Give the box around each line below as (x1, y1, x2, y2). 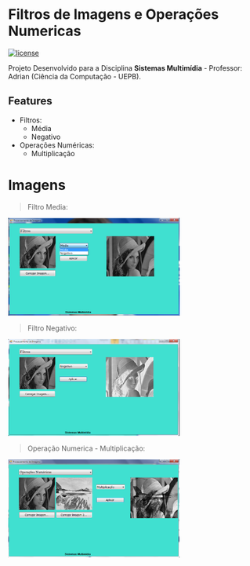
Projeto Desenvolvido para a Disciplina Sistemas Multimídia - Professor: (8, 63, 243, 72)
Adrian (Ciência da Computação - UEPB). (8, 71, 141, 81)
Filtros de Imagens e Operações (8, 5, 219, 24)
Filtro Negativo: (27, 323, 78, 333)
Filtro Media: (27, 202, 68, 211)
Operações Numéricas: (19, 140, 95, 150)
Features (8, 94, 53, 108)
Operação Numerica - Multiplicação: (27, 444, 146, 453)
